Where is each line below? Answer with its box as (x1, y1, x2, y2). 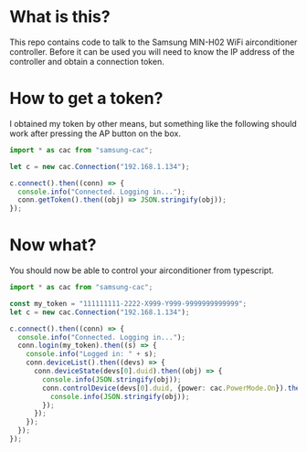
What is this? (9, 6, 111, 27)
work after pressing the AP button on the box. (9, 128, 181, 139)
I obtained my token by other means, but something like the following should (9, 118, 297, 129)
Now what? (9, 235, 97, 256)
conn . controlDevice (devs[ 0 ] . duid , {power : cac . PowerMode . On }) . (42, 384, 288, 393)
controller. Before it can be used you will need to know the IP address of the (9, 46, 295, 57)
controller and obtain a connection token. (9, 56, 164, 67)
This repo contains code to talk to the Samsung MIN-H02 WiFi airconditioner (9, 37, 298, 47)
